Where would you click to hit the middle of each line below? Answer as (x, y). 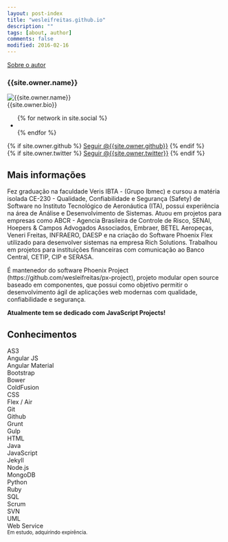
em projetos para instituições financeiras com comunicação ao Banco (106, 250)
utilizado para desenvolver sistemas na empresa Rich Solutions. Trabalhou (112, 243)
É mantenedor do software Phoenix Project (68, 270)
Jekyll (15, 460)
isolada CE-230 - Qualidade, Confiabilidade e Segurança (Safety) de (104, 199)
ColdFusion (23, 387)
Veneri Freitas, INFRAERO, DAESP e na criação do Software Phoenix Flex (110, 235)
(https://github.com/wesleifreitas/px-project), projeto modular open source (113, 278)
